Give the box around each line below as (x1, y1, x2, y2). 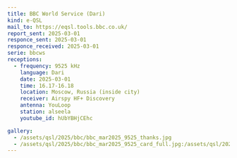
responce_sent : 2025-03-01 (7, 37, 87, 44)
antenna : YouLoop (20, 102, 71, 109)
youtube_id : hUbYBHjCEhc (20, 114, 93, 121)
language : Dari (20, 69, 65, 76)
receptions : (7, 56, 42, 63)
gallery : (7, 127, 33, 134)
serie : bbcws (7, 50, 46, 57)
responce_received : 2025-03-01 (7, 43, 99, 50)
